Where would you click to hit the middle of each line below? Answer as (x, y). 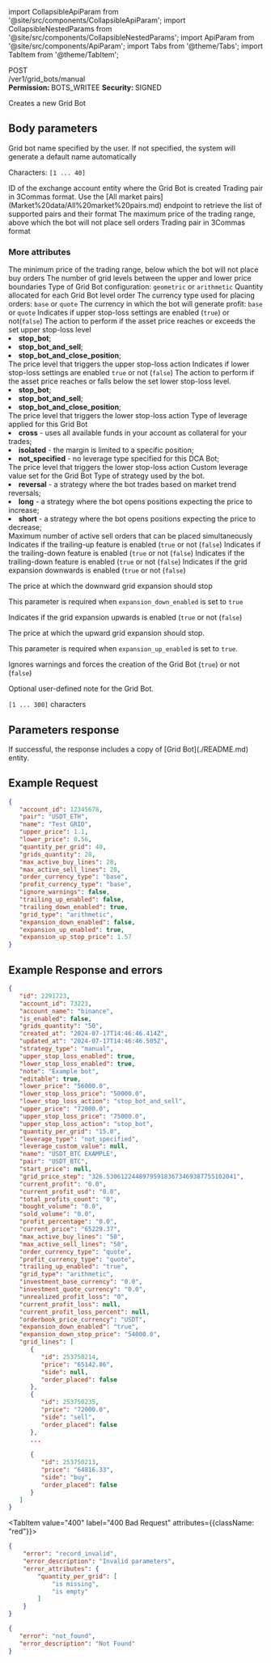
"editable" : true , (50, 1079)
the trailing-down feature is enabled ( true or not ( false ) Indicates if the (127, 553)
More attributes (40, 252)
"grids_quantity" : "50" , (61, 1026)
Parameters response (64, 730)
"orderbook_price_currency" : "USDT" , (83, 1319)
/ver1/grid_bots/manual (47, 79)
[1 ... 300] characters (47, 705)
